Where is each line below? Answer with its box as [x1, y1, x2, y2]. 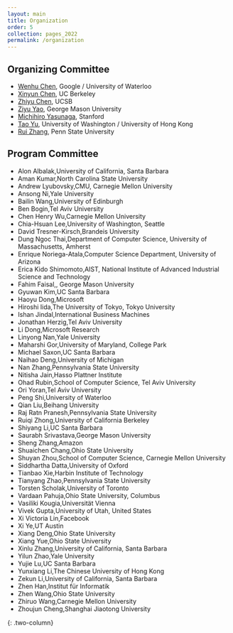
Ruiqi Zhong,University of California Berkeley [17, 416, 150, 424]
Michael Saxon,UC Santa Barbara [17, 347, 116, 356]
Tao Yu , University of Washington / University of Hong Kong [17, 119, 193, 128]
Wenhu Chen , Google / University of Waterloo [17, 82, 152, 90]
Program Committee [7, 148, 99, 160]
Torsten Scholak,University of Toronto [17, 484, 129, 492]
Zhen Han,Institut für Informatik [17, 582, 110, 590]
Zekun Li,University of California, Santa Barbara [17, 574, 158, 583]
